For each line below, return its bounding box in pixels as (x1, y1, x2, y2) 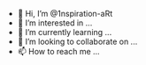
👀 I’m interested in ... (17, 18, 93, 28)
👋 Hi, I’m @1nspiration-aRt (17, 9, 113, 18)
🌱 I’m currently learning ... (17, 27, 112, 37)
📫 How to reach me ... (17, 47, 100, 56)
